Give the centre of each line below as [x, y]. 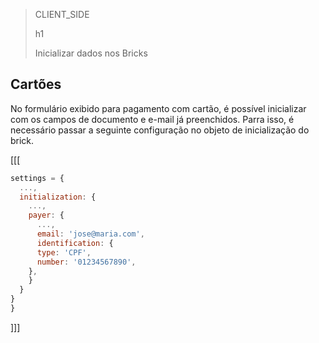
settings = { [37, 178]
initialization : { [58, 197]
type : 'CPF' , [64, 252]
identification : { [75, 243]
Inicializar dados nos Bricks [91, 53]
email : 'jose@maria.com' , [90, 234]
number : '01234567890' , [86, 262]
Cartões [36, 84]
